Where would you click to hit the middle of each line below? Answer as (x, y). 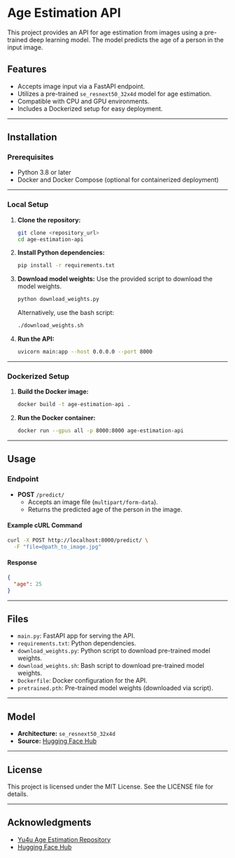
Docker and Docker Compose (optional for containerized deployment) (118, 180)
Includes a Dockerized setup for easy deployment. (90, 108)
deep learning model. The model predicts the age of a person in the (126, 39)
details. (18, 793)
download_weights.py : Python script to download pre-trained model (114, 651)
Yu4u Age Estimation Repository (64, 839)
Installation (32, 137)
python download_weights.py (58, 300)
